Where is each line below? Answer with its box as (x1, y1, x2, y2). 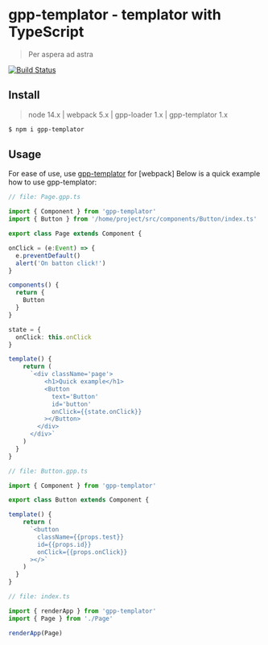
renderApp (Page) (8, 629, 63, 637)
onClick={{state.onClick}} (51, 407, 142, 416)
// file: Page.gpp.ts (8, 193, 81, 201)
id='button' (51, 400, 92, 408)
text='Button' (51, 392, 99, 400)
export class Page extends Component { (8, 229, 142, 238)
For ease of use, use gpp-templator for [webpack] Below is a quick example (8, 169, 261, 179)
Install (8, 89, 40, 102)
